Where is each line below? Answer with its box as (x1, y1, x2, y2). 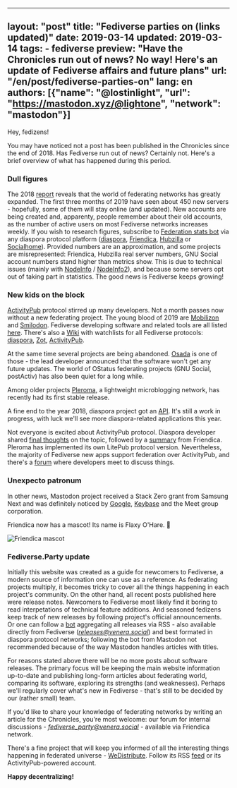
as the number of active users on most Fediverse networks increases (7, 220, 209, 229)
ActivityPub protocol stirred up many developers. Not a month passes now (7, 306, 224, 315)
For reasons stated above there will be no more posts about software (7, 657, 208, 665)
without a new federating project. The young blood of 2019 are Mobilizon (7, 313, 219, 322)
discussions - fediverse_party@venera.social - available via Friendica (7, 722, 210, 731)
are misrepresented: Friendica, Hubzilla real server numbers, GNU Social (7, 250, 219, 258)
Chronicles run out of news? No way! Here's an (7, 54, 219, 66)
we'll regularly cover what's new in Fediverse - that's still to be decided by (7, 686, 224, 695)
